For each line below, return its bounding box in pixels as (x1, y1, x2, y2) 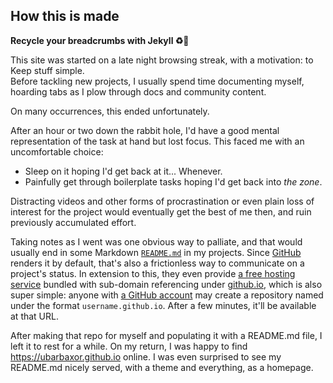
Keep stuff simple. (10, 64, 85, 76)
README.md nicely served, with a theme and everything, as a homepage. (10, 361, 314, 373)
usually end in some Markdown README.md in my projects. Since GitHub (10, 246, 302, 258)
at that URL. (10, 310, 59, 322)
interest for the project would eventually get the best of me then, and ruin (10, 205, 312, 218)
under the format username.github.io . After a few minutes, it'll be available (10, 299, 317, 311)
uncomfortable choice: (10, 145, 104, 158)
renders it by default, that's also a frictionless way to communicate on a (10, 257, 305, 269)
